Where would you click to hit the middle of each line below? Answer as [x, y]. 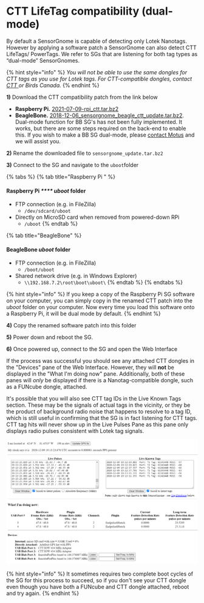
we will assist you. [38, 141]
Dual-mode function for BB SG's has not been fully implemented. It [99, 122]
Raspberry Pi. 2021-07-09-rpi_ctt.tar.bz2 [67, 109]
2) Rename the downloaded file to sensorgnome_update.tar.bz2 [85, 153]
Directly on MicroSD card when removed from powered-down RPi [97, 217]
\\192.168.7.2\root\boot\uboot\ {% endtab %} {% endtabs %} [104, 282]
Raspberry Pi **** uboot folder [46, 191]
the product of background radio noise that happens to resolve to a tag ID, [99, 412]
